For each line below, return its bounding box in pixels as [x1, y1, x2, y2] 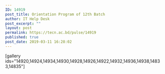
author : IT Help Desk [5, 16, 50, 21]
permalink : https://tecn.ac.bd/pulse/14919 [5, 30, 97, 35]
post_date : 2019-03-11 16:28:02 [5, 39, 72, 44]
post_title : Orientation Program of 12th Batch [5, 12, 106, 17]
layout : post [5, 26, 32, 31]
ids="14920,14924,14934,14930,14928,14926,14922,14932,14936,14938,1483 [5, 58, 160, 64]
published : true [5, 35, 39, 40]
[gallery [5, 53, 21, 59]
